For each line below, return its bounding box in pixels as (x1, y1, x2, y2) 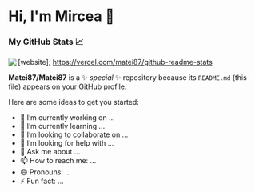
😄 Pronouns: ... (19, 167, 72, 177)
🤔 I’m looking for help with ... (19, 138, 114, 148)
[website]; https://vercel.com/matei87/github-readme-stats (18, 58, 213, 67)
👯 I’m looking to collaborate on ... (19, 130, 129, 139)
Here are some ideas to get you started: (8, 98, 140, 107)
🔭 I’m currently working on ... (19, 113, 115, 122)
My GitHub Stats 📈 (8, 36, 84, 47)
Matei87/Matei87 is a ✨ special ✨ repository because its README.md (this (8, 73, 248, 82)
